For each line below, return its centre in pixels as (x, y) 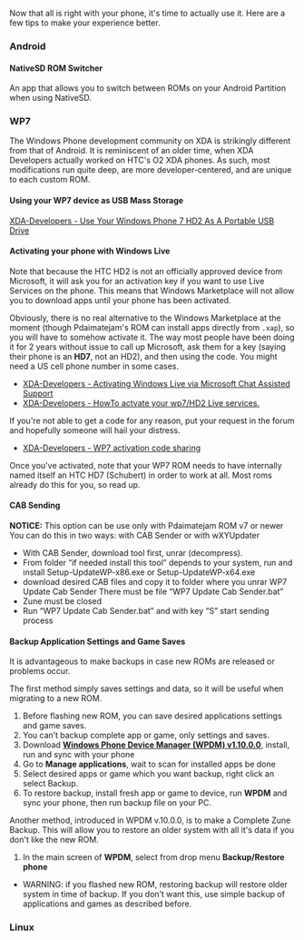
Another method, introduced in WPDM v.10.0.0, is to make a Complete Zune (150, 820)
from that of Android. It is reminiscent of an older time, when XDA (132, 151)
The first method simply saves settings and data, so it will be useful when (147, 688)
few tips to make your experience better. (85, 23)
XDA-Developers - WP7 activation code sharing (112, 448)
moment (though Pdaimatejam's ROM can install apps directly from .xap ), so (152, 327)
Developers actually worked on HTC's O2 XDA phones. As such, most (140, 160)
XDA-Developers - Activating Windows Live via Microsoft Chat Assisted (156, 383)
